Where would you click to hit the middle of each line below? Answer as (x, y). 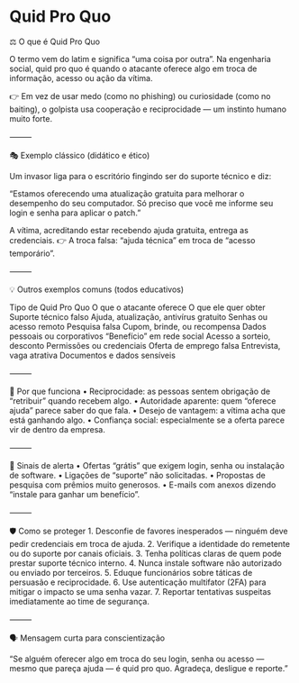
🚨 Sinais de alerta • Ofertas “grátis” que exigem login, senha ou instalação (147, 465)
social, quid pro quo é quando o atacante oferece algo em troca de (133, 68)
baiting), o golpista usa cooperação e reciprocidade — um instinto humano (148, 109)
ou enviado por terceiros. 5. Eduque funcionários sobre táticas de (131, 572)
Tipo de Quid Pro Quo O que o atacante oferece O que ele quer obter (137, 307)
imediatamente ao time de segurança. (80, 601)
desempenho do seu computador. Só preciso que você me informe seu (141, 203)
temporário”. (32, 253)
